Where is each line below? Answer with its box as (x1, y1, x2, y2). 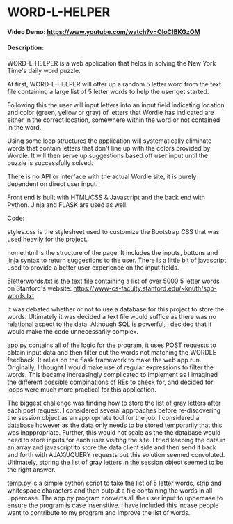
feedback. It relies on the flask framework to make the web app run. (7, 355, 202, 364)
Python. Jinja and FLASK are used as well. (7, 200, 128, 209)
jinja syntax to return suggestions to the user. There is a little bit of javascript (7, 256, 227, 264)
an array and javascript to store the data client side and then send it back (7, 443, 217, 452)
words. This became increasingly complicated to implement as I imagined (7, 370, 218, 378)
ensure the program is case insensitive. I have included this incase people (7, 501, 219, 509)
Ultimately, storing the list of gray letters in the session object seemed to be (7, 458, 224, 466)
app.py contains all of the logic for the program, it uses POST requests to (7, 341, 217, 349)
